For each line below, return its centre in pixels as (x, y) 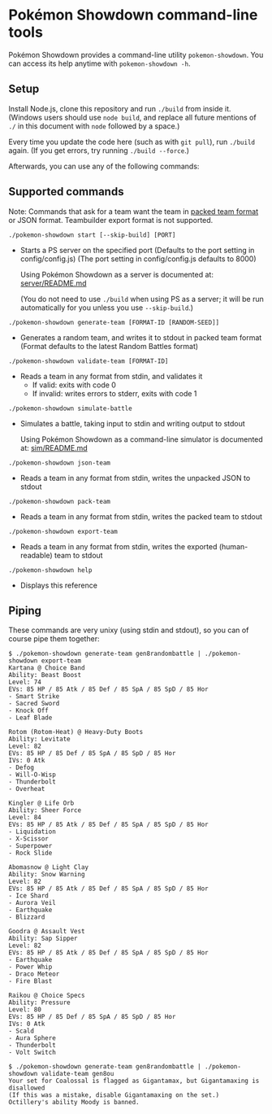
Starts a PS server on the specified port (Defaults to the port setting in (137, 250)
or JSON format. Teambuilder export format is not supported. (111, 220)
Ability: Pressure (39, 1003)
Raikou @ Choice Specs (47, 996)
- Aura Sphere (32, 1038)
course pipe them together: (54, 639)
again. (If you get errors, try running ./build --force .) (99, 150)
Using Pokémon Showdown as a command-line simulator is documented (142, 439)
